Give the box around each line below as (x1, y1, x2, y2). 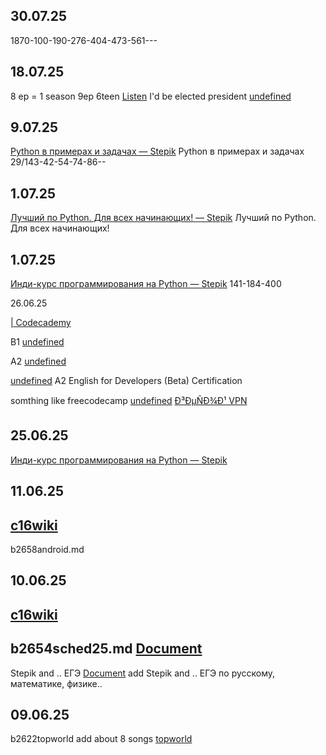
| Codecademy (10, 317, 72, 329)
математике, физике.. (10, 677, 103, 689)
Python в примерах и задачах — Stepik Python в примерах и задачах (10, 145, 305, 158)
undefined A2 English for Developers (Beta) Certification (10, 375, 243, 387)
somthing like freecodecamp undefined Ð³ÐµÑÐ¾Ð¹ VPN (10, 395, 248, 407)
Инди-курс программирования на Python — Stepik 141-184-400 (10, 278, 282, 290)
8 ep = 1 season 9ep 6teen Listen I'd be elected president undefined (10, 90, 292, 102)
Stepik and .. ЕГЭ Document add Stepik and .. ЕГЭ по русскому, (10, 667, 276, 679)
